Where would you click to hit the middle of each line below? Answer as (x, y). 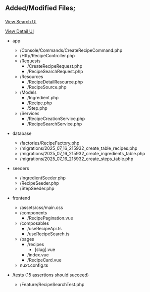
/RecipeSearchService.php (54, 124)
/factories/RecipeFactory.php (50, 143)
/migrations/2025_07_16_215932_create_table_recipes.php (78, 148)
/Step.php (37, 108)
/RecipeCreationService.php (56, 119)
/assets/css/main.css (41, 208)
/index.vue (38, 255)
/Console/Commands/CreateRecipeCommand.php (71, 50)
